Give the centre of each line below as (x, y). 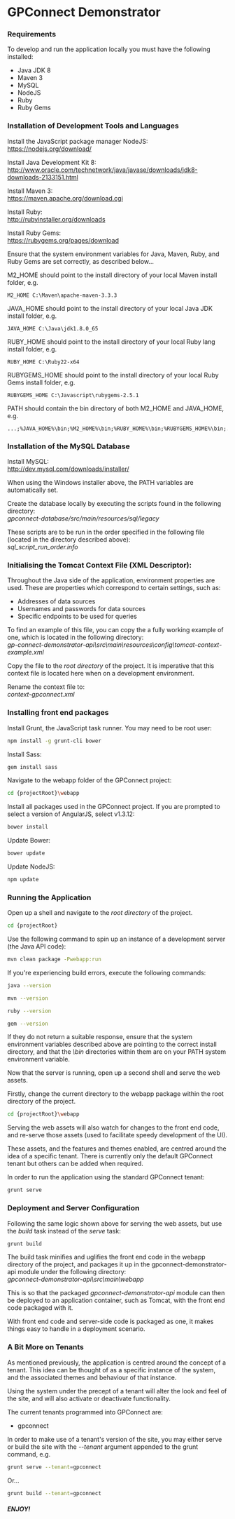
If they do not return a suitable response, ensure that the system (100, 1037)
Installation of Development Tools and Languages (93, 126)
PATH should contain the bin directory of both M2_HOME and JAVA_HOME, (116, 408)
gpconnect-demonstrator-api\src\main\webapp (76, 1279)
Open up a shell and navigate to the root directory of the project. (100, 913)
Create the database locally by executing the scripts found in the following (114, 504)
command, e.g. (29, 1454)
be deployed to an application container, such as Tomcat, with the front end (116, 1300)
